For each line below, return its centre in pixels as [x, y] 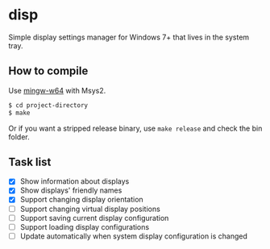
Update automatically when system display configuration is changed [134, 236]
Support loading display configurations [85, 226]
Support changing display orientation [81, 200]
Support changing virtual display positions [90, 209]
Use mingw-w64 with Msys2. [57, 90]
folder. [19, 137]
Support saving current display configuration [94, 218]
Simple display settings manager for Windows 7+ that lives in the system [129, 37]
